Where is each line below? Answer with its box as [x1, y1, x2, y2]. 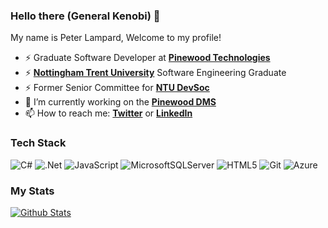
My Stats [10, 184, 55, 198]
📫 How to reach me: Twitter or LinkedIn [24, 107, 193, 119]
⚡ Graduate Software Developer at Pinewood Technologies [24, 52, 271, 64]
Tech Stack [10, 136, 67, 150]
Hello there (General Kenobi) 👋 [10, 9, 161, 23]
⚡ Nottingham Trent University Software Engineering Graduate [24, 67, 287, 79]
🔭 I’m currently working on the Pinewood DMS [24, 96, 217, 108]
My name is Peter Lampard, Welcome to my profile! [10, 32, 222, 44]
